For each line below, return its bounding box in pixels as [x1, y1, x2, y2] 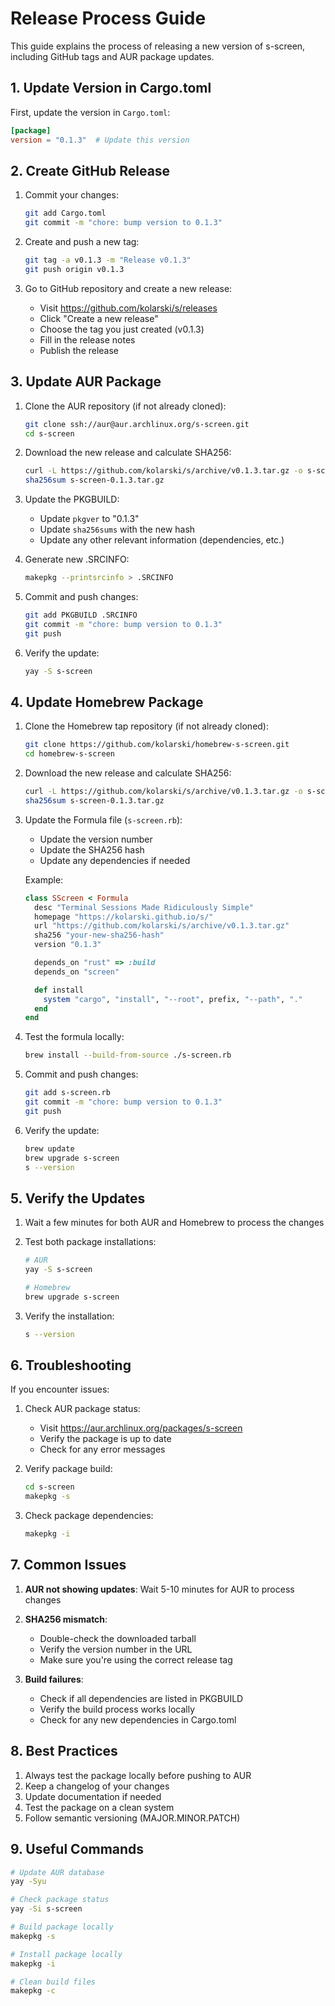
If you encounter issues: [10, 1383, 110, 1396]
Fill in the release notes [39, 333, 136, 346]
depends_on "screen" [34, 967, 120, 977]
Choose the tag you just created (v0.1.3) [39, 323, 205, 335]
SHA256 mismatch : [24, 1613, 108, 1625]
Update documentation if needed [24, 1790, 162, 1802]
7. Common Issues [10, 1557, 127, 1574]
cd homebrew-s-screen [24, 749, 115, 759]
